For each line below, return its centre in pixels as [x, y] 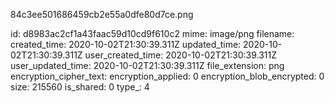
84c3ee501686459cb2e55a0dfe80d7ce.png [102, 14]
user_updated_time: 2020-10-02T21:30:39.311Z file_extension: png [147, 65]
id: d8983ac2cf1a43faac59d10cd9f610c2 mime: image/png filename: [152, 33]
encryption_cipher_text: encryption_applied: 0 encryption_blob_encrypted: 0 [167, 76]
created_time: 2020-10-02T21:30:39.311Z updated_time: [126, 44]
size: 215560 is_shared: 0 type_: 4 [80, 87]
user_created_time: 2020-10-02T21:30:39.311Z [181, 55]
